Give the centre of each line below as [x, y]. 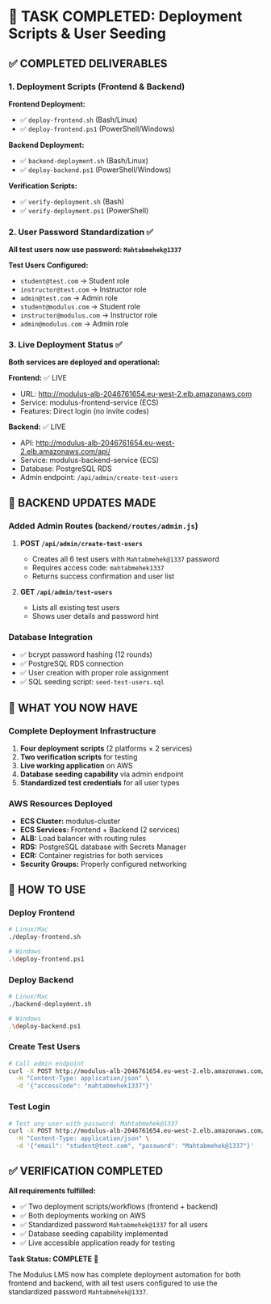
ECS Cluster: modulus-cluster [70, 821]
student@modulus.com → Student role [80, 307]
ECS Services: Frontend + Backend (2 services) [100, 830]
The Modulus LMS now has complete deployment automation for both [125, 1274]
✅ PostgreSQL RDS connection [71, 664]
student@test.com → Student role [75, 281]
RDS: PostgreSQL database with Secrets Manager [103, 847]
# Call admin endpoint [46, 1063]
